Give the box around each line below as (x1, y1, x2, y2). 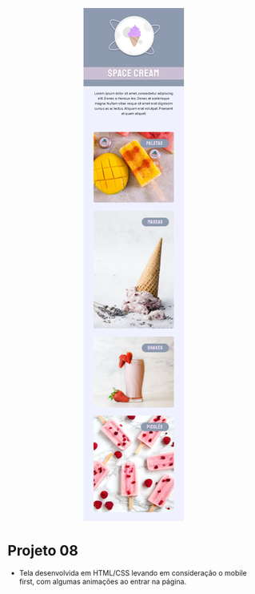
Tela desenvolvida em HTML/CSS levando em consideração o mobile (18, 568, 247, 577)
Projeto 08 (7, 542, 79, 560)
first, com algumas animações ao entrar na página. (18, 576, 187, 586)
